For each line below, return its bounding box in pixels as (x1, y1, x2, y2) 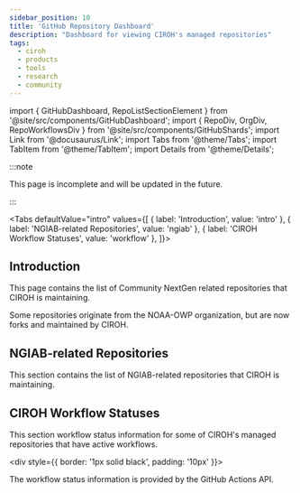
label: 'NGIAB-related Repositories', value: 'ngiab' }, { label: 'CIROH (9, 223, 258, 234)
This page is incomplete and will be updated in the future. (9, 178, 223, 190)
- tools (17, 64, 47, 73)
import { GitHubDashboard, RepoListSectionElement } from (9, 105, 228, 116)
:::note (9, 161, 33, 172)
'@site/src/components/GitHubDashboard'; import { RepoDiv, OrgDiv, (9, 115, 268, 126)
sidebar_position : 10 (9, 13, 91, 23)
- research (17, 72, 59, 81)
